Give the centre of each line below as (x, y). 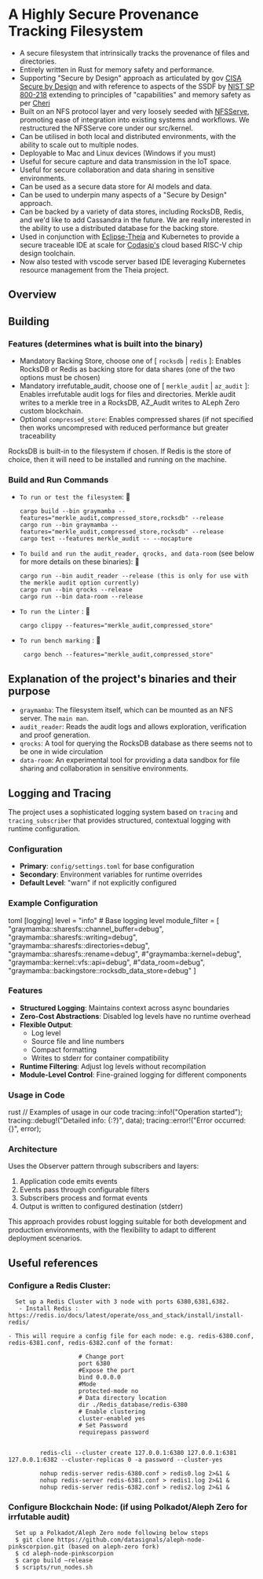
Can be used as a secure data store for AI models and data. (115, 186)
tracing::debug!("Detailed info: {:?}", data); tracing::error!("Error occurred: (127, 1120)
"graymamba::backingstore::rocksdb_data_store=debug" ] (102, 970)
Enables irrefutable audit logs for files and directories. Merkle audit (128, 394)
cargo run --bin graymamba (64, 525)
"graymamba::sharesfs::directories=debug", (79, 945)
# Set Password (103, 1426)
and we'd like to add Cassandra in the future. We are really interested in (135, 220)
